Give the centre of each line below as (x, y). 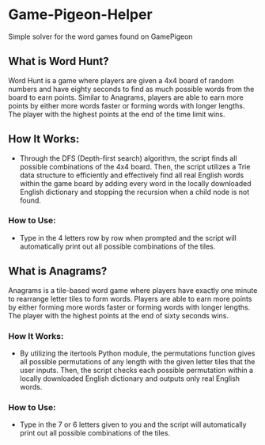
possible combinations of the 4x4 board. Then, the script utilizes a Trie (135, 166)
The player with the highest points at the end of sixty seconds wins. (119, 315)
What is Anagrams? (58, 271)
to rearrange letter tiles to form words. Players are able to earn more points (130, 299)
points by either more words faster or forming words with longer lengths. (127, 105)
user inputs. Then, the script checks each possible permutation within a (136, 370)
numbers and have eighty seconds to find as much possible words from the (131, 89)
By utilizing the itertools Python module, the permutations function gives (137, 353)
